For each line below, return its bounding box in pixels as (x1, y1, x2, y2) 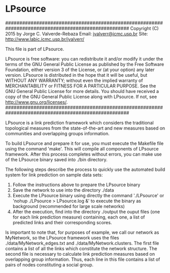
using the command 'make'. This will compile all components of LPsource (5, 145, 159, 151)
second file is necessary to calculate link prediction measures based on (5, 251, 155, 257)
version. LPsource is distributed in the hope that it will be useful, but (5, 72, 148, 78)
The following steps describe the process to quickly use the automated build (5, 166, 165, 172)
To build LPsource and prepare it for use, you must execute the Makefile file (5, 140, 164, 146)
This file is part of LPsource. (5, 46, 64, 52)
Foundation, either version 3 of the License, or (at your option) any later (5, 67, 155, 73)
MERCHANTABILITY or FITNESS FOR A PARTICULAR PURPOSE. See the (5, 82, 156, 89)
